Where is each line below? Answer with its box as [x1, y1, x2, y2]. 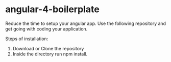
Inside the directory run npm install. [12, 51, 88, 57]
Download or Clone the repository [12, 45, 84, 51]
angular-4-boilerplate [5, 4, 100, 15]
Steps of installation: [5, 36, 48, 42]
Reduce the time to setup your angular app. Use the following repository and [5, 20, 166, 26]
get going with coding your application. [5, 25, 88, 32]
